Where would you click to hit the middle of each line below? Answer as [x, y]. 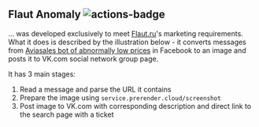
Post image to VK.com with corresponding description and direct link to [135, 106]
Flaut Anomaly [44, 15]
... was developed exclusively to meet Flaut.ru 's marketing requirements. [126, 33]
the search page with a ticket [67, 114]
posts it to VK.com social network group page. [83, 58]
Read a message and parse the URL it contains [95, 89]
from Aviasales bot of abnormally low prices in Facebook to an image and [127, 50]
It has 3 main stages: [42, 74]
